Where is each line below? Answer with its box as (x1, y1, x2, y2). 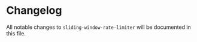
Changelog (6, 4, 62, 17)
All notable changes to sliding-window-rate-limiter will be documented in (6, 23, 192, 31)
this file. (6, 29, 26, 37)
